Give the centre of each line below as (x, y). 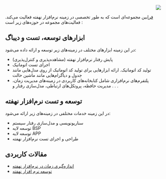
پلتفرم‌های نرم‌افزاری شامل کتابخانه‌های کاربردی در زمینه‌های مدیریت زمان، (81, 80)
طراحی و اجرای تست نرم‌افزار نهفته (45, 138)
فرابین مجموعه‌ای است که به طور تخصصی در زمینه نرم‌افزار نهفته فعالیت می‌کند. (79, 17)
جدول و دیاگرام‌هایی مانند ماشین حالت (47, 75)
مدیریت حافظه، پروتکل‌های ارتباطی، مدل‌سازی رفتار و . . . (65, 86)
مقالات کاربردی (26, 154)
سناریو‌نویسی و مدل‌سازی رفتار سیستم (48, 123)
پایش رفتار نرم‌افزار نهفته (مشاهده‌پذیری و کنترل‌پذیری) (62, 59)
